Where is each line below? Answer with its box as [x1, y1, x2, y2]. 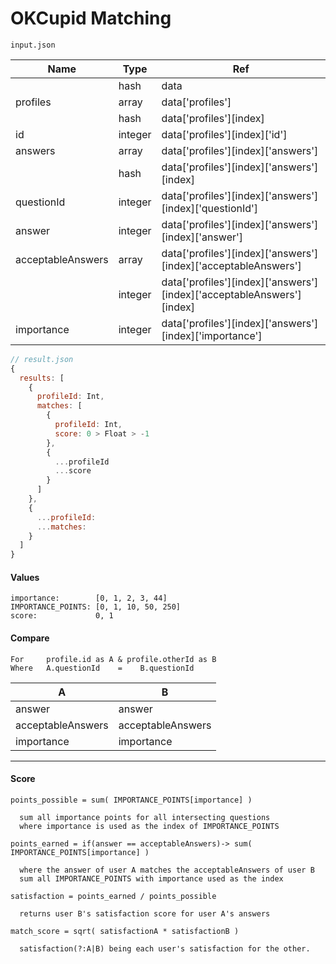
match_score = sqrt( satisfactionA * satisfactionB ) [10, 926, 240, 936]
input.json [10, 40, 56, 50]
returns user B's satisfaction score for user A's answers [19, 908, 271, 919]
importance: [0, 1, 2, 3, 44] [10, 593, 168, 604]
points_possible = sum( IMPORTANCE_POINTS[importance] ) [10, 795, 253, 805]
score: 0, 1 [10, 611, 114, 621]
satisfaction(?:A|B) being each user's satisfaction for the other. [19, 943, 311, 954]
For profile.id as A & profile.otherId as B [10, 654, 217, 664]
